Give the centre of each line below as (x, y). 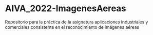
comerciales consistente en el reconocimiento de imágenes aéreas (72, 27)
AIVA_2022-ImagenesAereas (66, 9)
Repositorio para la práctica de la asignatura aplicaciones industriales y (76, 22)
